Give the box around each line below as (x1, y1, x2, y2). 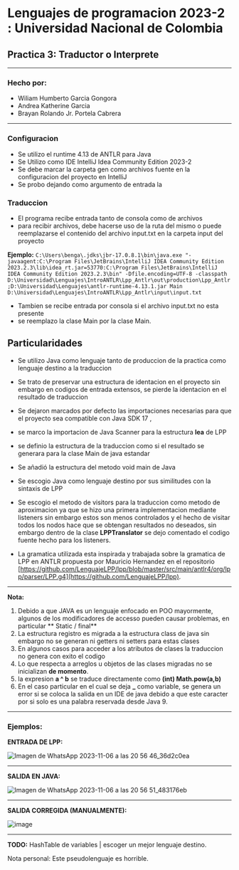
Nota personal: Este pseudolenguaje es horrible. (7, 854, 149, 862)
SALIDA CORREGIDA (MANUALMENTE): (7, 806, 127, 815)
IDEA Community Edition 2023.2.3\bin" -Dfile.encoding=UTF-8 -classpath (7, 270, 228, 277)
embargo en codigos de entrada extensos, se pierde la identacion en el (17, 385, 227, 393)
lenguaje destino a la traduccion (17, 364, 112, 372)
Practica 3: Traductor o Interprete (7, 48, 159, 60)
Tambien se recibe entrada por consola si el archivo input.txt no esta (17, 301, 219, 310)
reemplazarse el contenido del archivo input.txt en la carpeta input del (17, 229, 224, 238)
